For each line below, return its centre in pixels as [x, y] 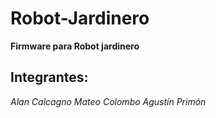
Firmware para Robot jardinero [75, 46]
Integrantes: [49, 77]
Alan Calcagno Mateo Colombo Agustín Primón [108, 101]
